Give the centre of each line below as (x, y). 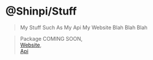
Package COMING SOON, (51, 38)
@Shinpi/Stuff (41, 11)
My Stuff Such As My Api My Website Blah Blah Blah (84, 27)
